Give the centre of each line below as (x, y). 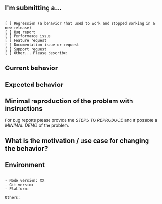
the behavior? (26, 148)
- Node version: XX (25, 180)
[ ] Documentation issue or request (42, 45)
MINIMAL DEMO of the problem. (37, 125)
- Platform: (17, 189)
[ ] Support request (26, 49)
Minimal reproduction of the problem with (69, 101)
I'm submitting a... (33, 8)
